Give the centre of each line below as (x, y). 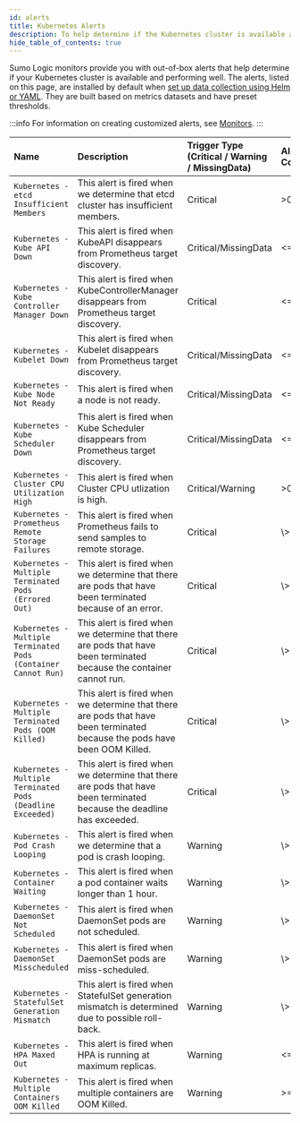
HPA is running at (113, 1055)
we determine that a (119, 845)
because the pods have (126, 738)
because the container (125, 668)
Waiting (30, 892)
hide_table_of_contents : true (66, 43)
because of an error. (120, 608)
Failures (32, 550)
